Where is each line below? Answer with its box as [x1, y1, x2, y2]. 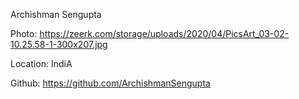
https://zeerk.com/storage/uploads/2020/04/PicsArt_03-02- [39, 28, 290, 39]
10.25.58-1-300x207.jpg [10, 39, 108, 50]
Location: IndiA [10, 58, 73, 69]
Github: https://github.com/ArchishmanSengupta [10, 77, 211, 89]
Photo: [10, 28, 38, 39]
